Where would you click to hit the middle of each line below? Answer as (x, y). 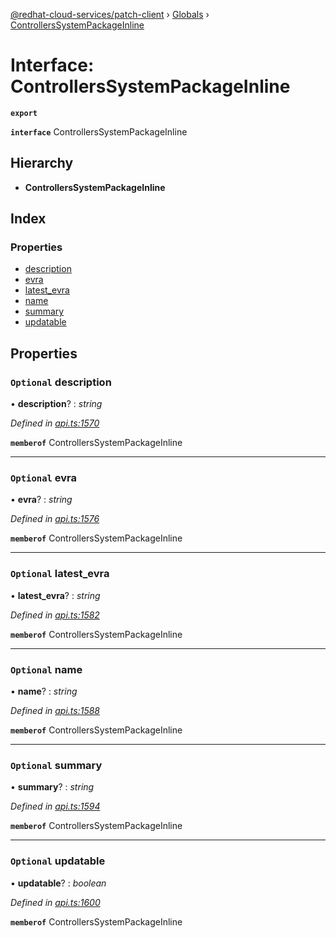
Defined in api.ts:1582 (55, 615)
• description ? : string (56, 404)
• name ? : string (44, 691)
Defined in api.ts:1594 (55, 806)
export (24, 113)
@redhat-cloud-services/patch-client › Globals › (110, 14)
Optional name (46, 669)
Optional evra (44, 478)
